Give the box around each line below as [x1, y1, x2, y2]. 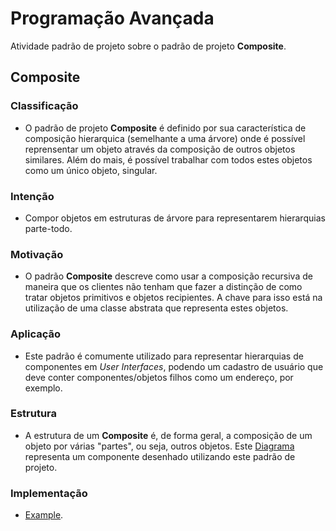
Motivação [10, 247, 64, 261]
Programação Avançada [10, 7, 215, 30]
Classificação [10, 99, 79, 113]
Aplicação [10, 327, 61, 341]
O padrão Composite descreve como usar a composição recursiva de [24, 270, 313, 282]
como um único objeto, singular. [24, 164, 158, 176]
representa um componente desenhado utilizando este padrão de [24, 450, 296, 462]
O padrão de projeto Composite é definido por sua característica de [24, 122, 307, 134]
